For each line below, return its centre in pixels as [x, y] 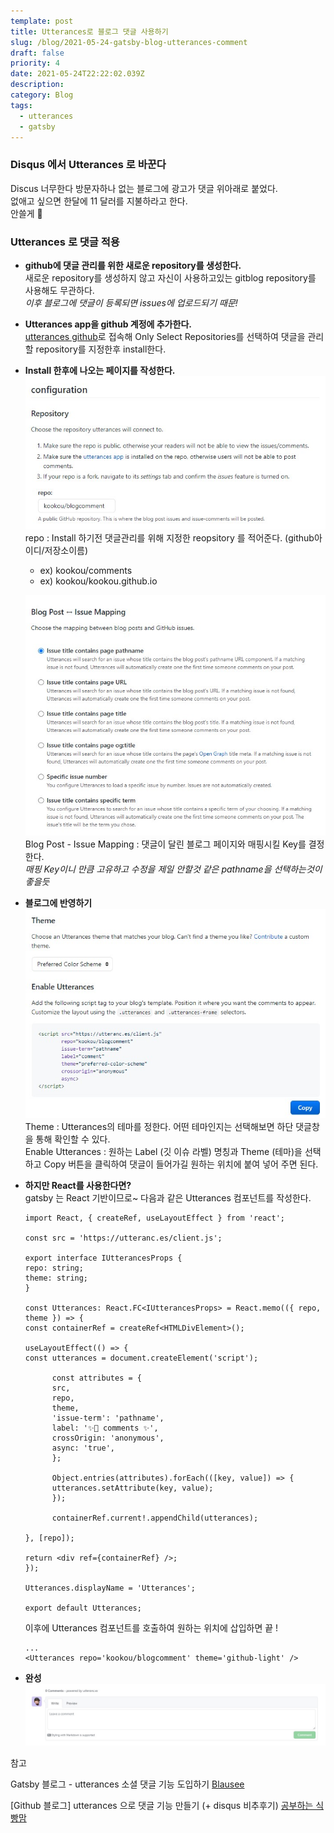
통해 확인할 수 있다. [73, 1139]
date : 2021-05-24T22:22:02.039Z [77, 74]
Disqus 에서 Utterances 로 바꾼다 [88, 165]
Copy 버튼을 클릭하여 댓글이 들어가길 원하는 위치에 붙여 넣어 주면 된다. [181, 1164]
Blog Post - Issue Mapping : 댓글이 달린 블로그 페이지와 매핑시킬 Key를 [165, 844]
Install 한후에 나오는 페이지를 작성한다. [100, 370]
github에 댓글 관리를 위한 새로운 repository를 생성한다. [133, 265]
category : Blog [42, 95]
